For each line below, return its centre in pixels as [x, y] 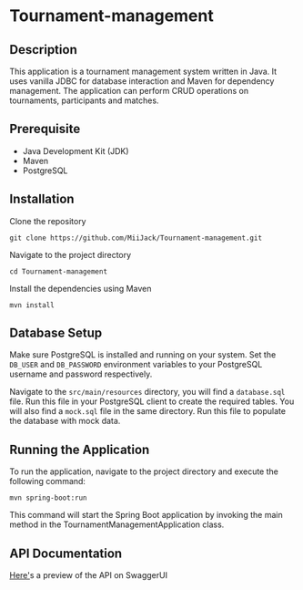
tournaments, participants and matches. [84, 100]
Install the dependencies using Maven [81, 288]
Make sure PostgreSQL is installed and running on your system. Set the [143, 355]
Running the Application [80, 449]
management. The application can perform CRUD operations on [129, 91]
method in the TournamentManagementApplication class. [117, 524]
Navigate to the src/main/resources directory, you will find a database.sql [147, 392]
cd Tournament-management [58, 271]
